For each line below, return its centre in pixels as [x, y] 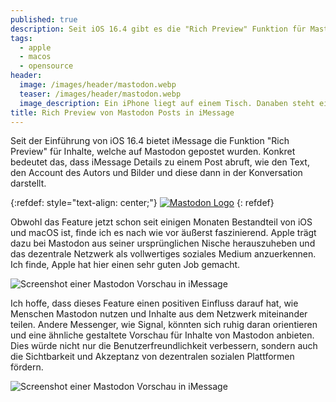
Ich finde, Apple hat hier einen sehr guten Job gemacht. [125, 265]
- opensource [46, 66]
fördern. [27, 367]
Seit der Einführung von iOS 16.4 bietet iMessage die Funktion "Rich [150, 141]
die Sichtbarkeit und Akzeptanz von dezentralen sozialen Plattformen [152, 357]
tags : [21, 38]
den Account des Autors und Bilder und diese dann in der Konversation [156, 173]
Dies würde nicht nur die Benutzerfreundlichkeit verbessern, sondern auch [164, 346]
